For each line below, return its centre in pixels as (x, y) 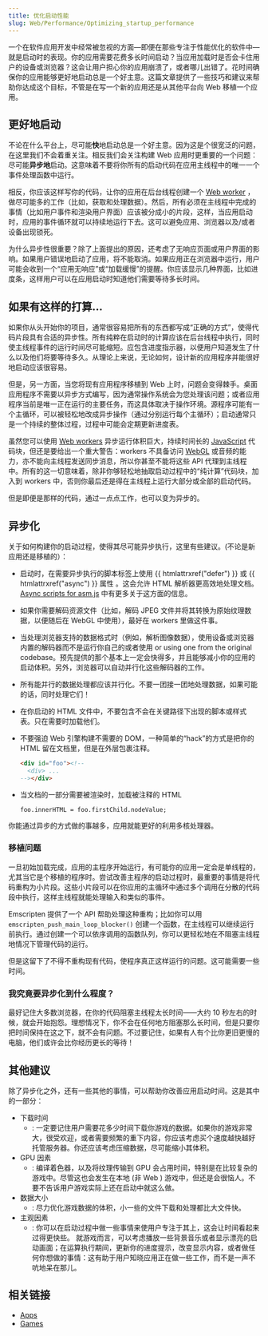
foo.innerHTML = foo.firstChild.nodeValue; (93, 809)
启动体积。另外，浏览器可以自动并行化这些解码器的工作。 (114, 667)
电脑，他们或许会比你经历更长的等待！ (71, 1043)
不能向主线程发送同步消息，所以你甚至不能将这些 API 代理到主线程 (138, 461)
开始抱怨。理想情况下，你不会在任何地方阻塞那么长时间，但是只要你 (148, 1023)
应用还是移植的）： (38, 556)
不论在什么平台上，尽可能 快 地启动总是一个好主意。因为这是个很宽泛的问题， (134, 145)
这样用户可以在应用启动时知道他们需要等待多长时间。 (116, 279)
